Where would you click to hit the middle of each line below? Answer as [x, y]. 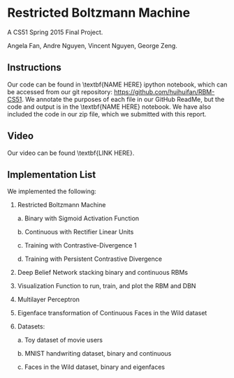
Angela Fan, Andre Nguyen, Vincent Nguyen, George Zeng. [93, 45]
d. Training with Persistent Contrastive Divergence [90, 259]
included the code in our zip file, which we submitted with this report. [107, 114]
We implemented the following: [52, 191]
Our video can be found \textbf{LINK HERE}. [71, 153]
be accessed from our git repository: [60, 91]
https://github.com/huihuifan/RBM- [164, 91]
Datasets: [31, 326]
